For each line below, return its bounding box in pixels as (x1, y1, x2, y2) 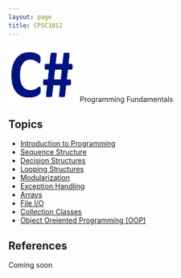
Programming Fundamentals (79, 94, 174, 104)
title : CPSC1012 (8, 21, 63, 30)
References (8, 239, 68, 252)
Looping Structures (19, 165, 84, 174)
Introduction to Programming (19, 139, 116, 149)
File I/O (19, 198, 44, 208)
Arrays (19, 190, 43, 200)
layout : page (8, 13, 52, 21)
